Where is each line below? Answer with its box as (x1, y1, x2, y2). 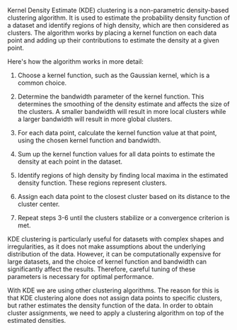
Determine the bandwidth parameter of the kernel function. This (17, 92, 204, 101)
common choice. (17, 79, 67, 87)
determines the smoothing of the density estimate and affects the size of (17, 100, 230, 108)
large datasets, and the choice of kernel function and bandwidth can (7, 258, 207, 266)
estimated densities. (7, 317, 67, 324)
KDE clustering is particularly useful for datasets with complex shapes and (7, 235, 224, 243)
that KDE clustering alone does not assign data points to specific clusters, (7, 294, 223, 302)
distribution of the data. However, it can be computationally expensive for (7, 250, 221, 258)
